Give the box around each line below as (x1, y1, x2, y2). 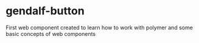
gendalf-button (5, 4, 85, 18)
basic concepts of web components (5, 30, 96, 37)
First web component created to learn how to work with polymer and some (5, 24, 193, 31)
